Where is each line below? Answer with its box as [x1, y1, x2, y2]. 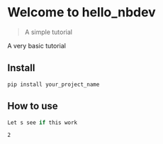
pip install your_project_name [7, 81, 100, 88]
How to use [7, 100, 58, 112]
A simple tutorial [24, 28, 73, 36]
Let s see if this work [7, 118, 78, 126]
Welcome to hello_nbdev [7, 4, 156, 21]
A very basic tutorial [7, 41, 66, 50]
